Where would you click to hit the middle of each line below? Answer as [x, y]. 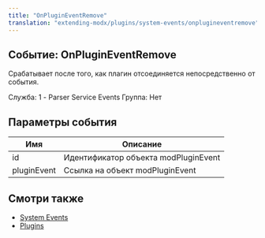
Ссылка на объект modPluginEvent [130, 170]
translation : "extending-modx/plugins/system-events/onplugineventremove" [134, 23]
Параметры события [63, 122]
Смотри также [46, 198]
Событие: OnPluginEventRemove [92, 55]
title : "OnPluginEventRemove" [58, 15]
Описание [142, 144]
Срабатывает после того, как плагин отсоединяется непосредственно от [132, 74]
